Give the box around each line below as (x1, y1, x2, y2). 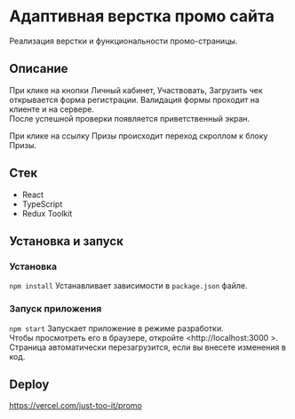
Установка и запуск (9, 233, 124, 249)
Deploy (9, 376, 50, 391)
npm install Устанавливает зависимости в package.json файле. (9, 281, 248, 291)
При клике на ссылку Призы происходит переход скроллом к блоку (9, 130, 268, 141)
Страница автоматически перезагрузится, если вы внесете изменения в (9, 342, 286, 352)
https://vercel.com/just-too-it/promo (9, 400, 142, 411)
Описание (9, 61, 68, 76)
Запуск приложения (9, 303, 102, 315)
